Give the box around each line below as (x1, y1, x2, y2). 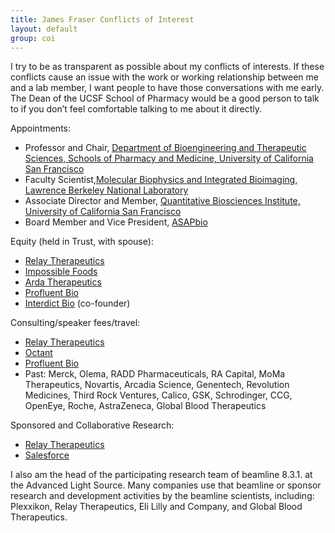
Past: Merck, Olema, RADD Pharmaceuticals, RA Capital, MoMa (24, 368, 286, 380)
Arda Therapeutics (24, 276, 102, 288)
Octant (24, 347, 53, 359)
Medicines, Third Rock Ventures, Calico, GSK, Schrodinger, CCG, (24, 389, 293, 401)
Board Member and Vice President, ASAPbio (24, 216, 208, 228)
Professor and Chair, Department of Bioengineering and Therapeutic (24, 142, 307, 154)
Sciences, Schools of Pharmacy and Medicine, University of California (24, 152, 314, 165)
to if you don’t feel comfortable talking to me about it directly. (10, 103, 263, 115)
